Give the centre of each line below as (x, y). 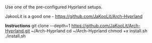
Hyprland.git (18, 31)
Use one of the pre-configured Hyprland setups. (54, 7)
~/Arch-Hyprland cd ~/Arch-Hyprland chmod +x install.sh (89, 31)
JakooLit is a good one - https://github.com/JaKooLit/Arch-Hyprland (74, 16)
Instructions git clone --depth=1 (38, 26)
